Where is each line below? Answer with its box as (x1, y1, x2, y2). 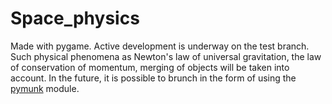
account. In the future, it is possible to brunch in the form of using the (10, 72, 297, 84)
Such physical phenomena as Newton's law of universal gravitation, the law (10, 50, 322, 62)
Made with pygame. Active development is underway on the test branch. (10, 40, 310, 52)
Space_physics (10, 7, 140, 30)
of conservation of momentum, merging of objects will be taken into (10, 61, 290, 73)
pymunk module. (10, 82, 80, 94)
